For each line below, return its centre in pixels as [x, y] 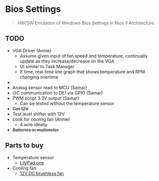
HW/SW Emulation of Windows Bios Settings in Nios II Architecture [85, 23]
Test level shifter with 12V [39, 114]
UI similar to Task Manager [47, 66]
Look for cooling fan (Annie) [41, 119]
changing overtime [39, 77]
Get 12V [20, 108]
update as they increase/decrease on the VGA [67, 61]
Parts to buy [24, 145]
